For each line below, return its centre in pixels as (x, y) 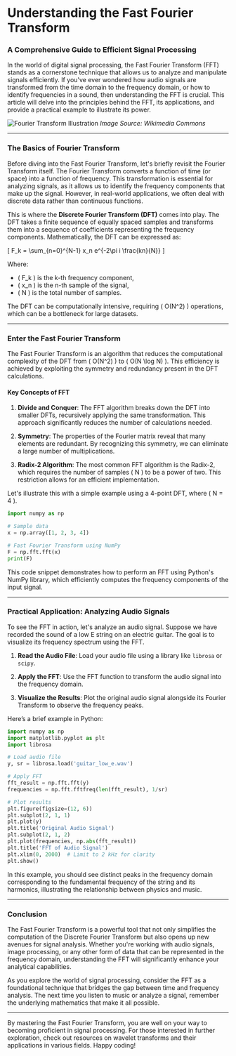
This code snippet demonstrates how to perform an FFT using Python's (111, 572)
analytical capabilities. (39, 966)
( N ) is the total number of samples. (70, 292)
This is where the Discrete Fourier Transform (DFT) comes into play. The (113, 214)
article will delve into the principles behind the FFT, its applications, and (111, 103)
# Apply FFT (25, 777)
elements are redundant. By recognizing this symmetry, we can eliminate (123, 444)
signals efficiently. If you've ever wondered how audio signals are (102, 80)
